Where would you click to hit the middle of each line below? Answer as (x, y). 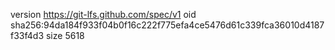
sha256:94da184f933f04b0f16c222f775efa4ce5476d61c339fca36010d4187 (167, 25)
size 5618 (65, 35)
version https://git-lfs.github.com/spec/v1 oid (103, 14)
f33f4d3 (27, 35)
